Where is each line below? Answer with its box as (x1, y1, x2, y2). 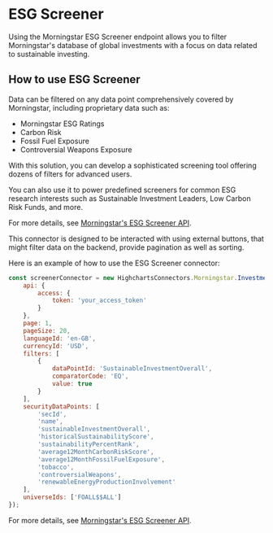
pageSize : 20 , (23, 326, 71, 334)
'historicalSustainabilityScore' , (37, 433, 154, 441)
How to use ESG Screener (8, 72, 141, 86)
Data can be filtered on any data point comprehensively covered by (8, 94, 234, 104)
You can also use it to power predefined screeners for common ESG (8, 185, 236, 194)
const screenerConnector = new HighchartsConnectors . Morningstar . (8, 273, 238, 282)
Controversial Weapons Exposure (19, 144, 132, 155)
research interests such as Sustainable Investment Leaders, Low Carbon (8, 193, 251, 203)
